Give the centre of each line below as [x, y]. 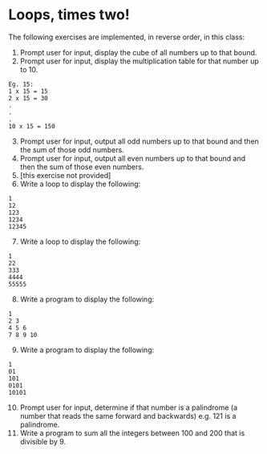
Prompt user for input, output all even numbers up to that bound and [133, 158]
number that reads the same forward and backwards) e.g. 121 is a [128, 415]
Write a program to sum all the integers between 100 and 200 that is [132, 433]
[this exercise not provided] [65, 175]
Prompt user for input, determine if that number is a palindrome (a [129, 407]
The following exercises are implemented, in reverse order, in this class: [127, 37]
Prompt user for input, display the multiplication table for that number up [139, 61]
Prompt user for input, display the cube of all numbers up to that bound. [138, 52]
